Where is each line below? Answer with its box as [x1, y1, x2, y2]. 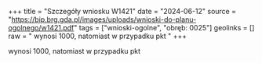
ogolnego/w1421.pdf [8, 23, 75, 32]
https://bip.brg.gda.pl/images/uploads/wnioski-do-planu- [11, 15, 197, 24]
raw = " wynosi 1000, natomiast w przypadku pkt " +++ [8, 31, 187, 40]
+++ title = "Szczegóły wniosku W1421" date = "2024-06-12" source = [8, 7, 237, 16]
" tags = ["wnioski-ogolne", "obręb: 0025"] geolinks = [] [74, 23, 255, 32]
